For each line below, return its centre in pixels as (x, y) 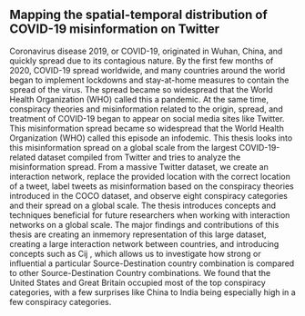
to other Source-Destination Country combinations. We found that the (140, 272)
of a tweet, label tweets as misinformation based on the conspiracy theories (152, 186)
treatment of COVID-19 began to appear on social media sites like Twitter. (147, 118)
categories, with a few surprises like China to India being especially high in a (152, 292)
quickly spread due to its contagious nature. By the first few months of (142, 60)
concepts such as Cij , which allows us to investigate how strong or (135, 253)
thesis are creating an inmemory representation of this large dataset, (138, 234)
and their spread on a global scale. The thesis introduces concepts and (142, 205)
